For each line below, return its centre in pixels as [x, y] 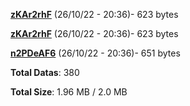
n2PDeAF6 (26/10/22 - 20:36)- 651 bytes [95, 53]
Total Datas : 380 [45, 72]
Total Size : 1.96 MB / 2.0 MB [69, 92]
